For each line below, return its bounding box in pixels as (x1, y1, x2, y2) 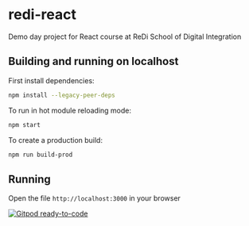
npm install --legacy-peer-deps (8, 91, 115, 99)
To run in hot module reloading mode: (8, 105, 131, 115)
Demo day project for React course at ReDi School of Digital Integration (8, 32, 242, 41)
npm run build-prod (8, 151, 73, 159)
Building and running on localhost (8, 55, 179, 68)
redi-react (8, 6, 77, 24)
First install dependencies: (8, 75, 95, 85)
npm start (8, 121, 41, 128)
